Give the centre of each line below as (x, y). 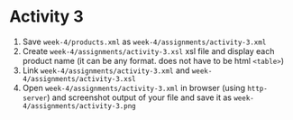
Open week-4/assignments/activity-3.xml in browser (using (134, 88)
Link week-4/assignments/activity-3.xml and (106, 70)
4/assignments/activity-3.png (79, 106)
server (35, 98)
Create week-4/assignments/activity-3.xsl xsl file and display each (148, 51)
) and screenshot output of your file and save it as (139, 97)
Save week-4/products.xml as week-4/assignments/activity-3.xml (144, 42)
